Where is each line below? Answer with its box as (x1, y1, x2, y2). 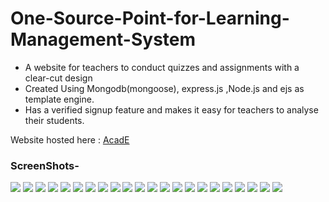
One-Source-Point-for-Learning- (10, 7, 290, 30)
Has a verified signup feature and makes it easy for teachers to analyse (24, 103, 319, 116)
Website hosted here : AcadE (10, 133, 130, 146)
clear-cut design (24, 72, 93, 84)
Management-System (10, 28, 197, 51)
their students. (24, 114, 85, 126)
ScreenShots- (10, 158, 80, 172)
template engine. (24, 93, 95, 105)
